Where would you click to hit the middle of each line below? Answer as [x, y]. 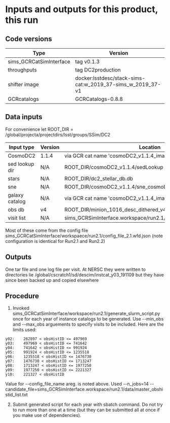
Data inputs [24, 117]
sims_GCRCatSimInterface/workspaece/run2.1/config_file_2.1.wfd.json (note [84, 236]
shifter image [23, 84]
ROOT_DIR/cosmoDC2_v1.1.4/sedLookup [114, 167]
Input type [22, 147]
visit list [17, 218]
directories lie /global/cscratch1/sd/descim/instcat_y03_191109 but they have [85, 274]
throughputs [22, 70]
